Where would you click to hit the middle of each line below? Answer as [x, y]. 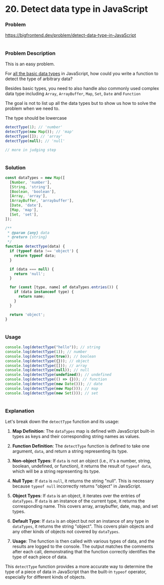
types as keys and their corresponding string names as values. [76, 437]
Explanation [20, 410]
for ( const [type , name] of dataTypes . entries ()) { [64, 287]
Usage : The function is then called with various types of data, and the [83, 541]
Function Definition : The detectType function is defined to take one [81, 446]
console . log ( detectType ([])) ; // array [46, 365]
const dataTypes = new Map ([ [35, 178]
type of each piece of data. [40, 557]
